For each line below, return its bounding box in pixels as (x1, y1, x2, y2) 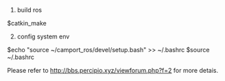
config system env (16, 32, 70, 40)
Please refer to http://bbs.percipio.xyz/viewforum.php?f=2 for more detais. (7, 67, 219, 74)
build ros (16, 6, 43, 14)
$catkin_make (7, 19, 47, 27)
